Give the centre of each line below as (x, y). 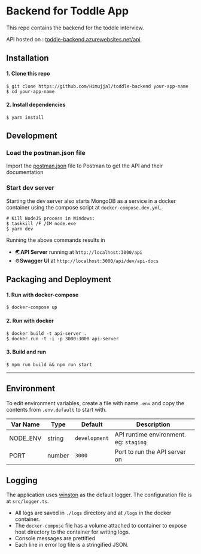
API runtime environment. (150, 435)
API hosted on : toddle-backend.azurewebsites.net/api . (74, 39)
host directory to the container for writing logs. (72, 532)
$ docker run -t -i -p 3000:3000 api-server (63, 339)
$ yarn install (25, 117)
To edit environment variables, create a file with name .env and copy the (95, 403)
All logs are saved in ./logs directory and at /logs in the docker (93, 513)
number (59, 456)
